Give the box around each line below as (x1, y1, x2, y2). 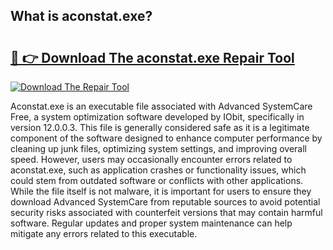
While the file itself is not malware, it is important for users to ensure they (10, 185, 312, 197)
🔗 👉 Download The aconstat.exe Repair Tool (10, 49, 295, 66)
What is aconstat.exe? (10, 8, 153, 25)
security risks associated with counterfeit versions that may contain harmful (10, 207, 323, 218)
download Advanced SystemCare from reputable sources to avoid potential (10, 196, 321, 208)
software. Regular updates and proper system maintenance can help (10, 217, 293, 229)
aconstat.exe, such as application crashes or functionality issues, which (10, 164, 307, 176)
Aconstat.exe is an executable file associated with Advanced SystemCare (10, 100, 313, 112)
